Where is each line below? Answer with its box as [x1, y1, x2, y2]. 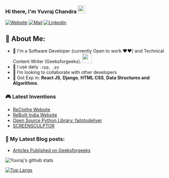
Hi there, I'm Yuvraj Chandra [5, 8, 77, 15]
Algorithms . [12, 80, 39, 86]
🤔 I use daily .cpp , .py [12, 64, 60, 70]
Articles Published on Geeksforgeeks [12, 147, 91, 153]
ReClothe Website [12, 107, 50, 113]
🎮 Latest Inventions [5, 93, 56, 100]
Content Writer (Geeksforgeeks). [12, 59, 81, 65]
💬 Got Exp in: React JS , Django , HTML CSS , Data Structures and [12, 74, 150, 81]
